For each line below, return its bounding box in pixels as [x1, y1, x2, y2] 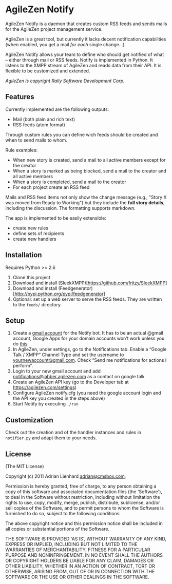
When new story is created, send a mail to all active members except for [12, 157, 166, 163]
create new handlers [12, 236, 56, 242]
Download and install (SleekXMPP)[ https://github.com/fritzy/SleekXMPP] [12, 280, 167, 286]
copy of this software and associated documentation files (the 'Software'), [5, 489, 163, 495]
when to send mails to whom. [5, 137, 68, 143]
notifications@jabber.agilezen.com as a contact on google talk [12, 374, 145, 380]
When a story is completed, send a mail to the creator [12, 179, 127, 185]
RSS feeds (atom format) [12, 122, 66, 128]
